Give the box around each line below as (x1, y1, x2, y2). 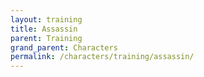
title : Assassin (10, 24, 78, 34)
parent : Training (10, 33, 83, 43)
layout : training (10, 14, 83, 25)
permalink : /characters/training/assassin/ (10, 52, 195, 62)
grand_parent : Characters (10, 42, 118, 53)
